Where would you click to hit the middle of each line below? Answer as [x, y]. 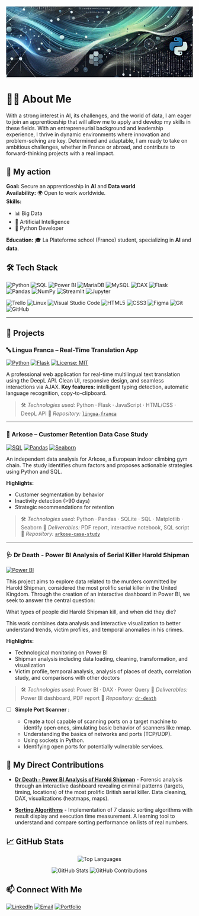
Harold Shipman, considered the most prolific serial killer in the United [92, 587]
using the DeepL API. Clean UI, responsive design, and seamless [85, 381]
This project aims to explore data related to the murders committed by [91, 581]
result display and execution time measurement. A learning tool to [95, 816]
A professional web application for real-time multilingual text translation [93, 374]
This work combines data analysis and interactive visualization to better [93, 623]
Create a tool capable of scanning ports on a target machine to [100, 721]
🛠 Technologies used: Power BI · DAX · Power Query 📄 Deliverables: [104, 689]
